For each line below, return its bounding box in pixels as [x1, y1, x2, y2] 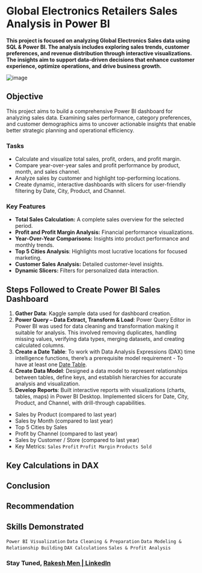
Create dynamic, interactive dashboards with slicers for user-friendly [14, 181, 186, 188]
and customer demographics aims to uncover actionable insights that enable [6, 120, 196, 127]
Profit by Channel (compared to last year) [14, 430, 118, 437]
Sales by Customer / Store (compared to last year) [14, 437, 139, 444]
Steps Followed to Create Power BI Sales [6, 284, 161, 295]
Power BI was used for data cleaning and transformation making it [14, 323, 179, 330]
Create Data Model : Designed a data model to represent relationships [14, 367, 188, 375]
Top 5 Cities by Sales [14, 424, 67, 431]
